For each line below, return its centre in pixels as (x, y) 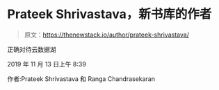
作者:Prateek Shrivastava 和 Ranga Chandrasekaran (81, 79)
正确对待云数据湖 (32, 49)
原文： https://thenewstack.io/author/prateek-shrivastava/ (107, 35)
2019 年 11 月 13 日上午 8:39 (47, 64)
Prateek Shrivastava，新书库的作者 (109, 14)
